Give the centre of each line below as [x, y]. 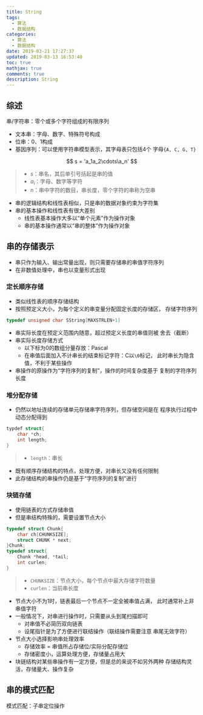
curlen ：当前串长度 [54, 588]
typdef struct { [25, 429]
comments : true [25, 74]
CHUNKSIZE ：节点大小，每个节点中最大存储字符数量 [93, 580]
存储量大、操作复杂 [50, 669]
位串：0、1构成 [34, 141]
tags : [13, 18]
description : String [32, 79]
